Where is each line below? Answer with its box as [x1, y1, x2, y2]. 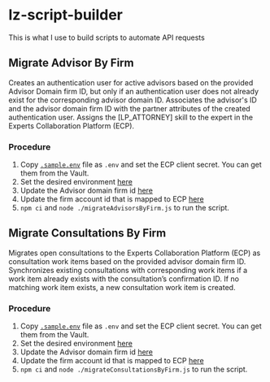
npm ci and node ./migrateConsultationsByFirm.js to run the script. [20, 364, 248, 375]
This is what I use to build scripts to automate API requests [8, 33, 205, 42]
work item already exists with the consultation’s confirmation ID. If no [8, 274, 240, 284]
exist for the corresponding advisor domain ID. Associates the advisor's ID [8, 95, 258, 105]
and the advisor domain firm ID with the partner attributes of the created [8, 103, 250, 113]
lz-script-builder [8, 6, 124, 24]
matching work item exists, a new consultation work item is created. [8, 282, 236, 292]
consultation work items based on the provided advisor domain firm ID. [8, 256, 246, 266]
